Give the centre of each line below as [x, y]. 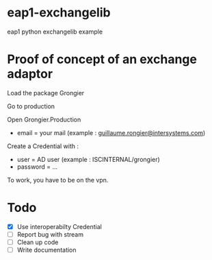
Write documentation [47, 250]
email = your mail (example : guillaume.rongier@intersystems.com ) [111, 132]
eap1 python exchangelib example [55, 32]
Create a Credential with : [43, 146]
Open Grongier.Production [44, 119]
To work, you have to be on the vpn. [58, 180]
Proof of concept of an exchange [102, 59]
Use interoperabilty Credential [59, 226]
